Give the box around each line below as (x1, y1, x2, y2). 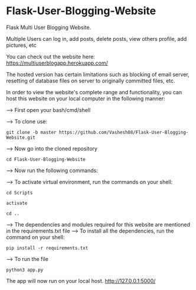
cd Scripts (6, 190, 33, 196)
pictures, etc (6, 42, 37, 49)
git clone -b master (6, 129, 57, 135)
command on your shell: (6, 233, 65, 241)
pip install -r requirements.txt (6, 245, 89, 251)
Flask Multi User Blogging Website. (6, 24, 92, 31)
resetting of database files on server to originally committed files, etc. (6, 77, 175, 84)
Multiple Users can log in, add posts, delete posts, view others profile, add (6, 35, 187, 42)
